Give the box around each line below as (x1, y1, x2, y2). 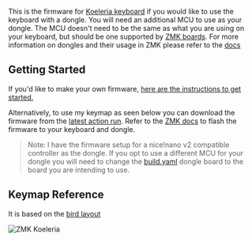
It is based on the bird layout (8, 209, 101, 218)
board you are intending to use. (27, 165, 130, 175)
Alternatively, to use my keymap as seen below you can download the (8, 107, 235, 117)
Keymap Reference (8, 188, 104, 201)
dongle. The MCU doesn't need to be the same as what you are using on (8, 24, 245, 32)
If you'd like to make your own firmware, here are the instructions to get (8, 84, 242, 93)
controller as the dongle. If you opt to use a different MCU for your (27, 148, 243, 157)
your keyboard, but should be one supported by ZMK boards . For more (8, 32, 239, 41)
